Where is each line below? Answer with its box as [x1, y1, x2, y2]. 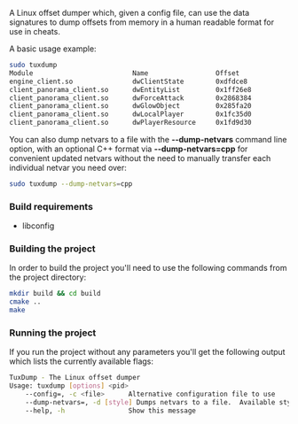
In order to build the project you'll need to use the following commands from [9, 263, 287, 274]
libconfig [21, 220, 55, 231]
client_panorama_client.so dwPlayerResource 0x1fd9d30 [9, 119, 252, 127]
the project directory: [9, 272, 87, 282]
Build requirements [9, 200, 93, 212]
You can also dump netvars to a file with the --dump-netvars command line [9, 135, 287, 144]
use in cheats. [9, 27, 60, 36]
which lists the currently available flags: [9, 356, 153, 366]
